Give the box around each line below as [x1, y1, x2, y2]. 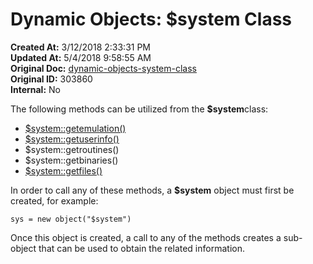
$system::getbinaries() [24, 154, 119, 166]
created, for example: [10, 194, 99, 207]
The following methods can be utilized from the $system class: [10, 103, 269, 115]
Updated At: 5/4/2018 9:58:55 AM [10, 51, 152, 63]
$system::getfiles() [24, 164, 103, 177]
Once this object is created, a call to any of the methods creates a [10, 231, 282, 243]
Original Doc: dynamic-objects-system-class [10, 62, 197, 74]
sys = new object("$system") [10, 214, 132, 224]
